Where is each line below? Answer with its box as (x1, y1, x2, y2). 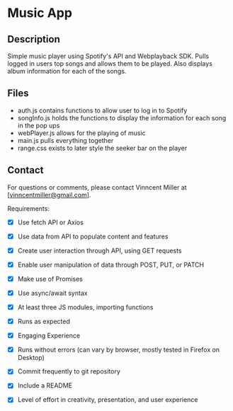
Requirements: (7, 204, 50, 213)
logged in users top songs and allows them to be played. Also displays (7, 59, 212, 68)
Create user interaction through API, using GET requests (17, 246, 182, 255)
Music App (7, 5, 73, 21)
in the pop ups (17, 121, 60, 129)
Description (7, 33, 60, 45)
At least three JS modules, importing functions (17, 303, 154, 311)
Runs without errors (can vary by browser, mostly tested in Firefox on (17, 345, 220, 354)
